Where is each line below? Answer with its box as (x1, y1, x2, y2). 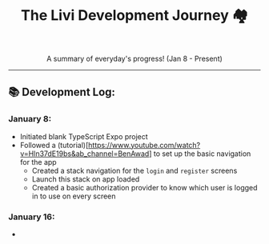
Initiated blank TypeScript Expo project (19, 131, 148, 141)
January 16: (8, 211, 55, 222)
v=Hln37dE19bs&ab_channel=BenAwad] (19, 149, 152, 158)
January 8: (8, 114, 52, 125)
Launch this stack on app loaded (31, 174, 140, 184)
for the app (19, 157, 58, 166)
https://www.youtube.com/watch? (87, 140, 201, 150)
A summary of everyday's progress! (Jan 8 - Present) (46, 54, 223, 63)
